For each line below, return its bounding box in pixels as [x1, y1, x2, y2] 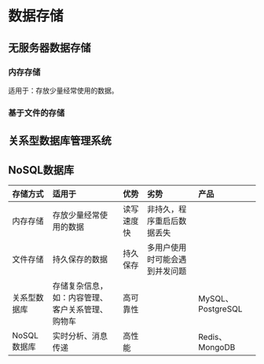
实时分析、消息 [52, 331, 108, 341]
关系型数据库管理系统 [8, 134, 112, 148]
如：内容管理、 [52, 292, 108, 303]
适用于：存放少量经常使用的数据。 [8, 86, 119, 95]
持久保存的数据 [52, 254, 108, 264]
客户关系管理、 [52, 304, 108, 314]
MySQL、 [198, 293, 234, 303]
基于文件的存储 [8, 107, 65, 118]
